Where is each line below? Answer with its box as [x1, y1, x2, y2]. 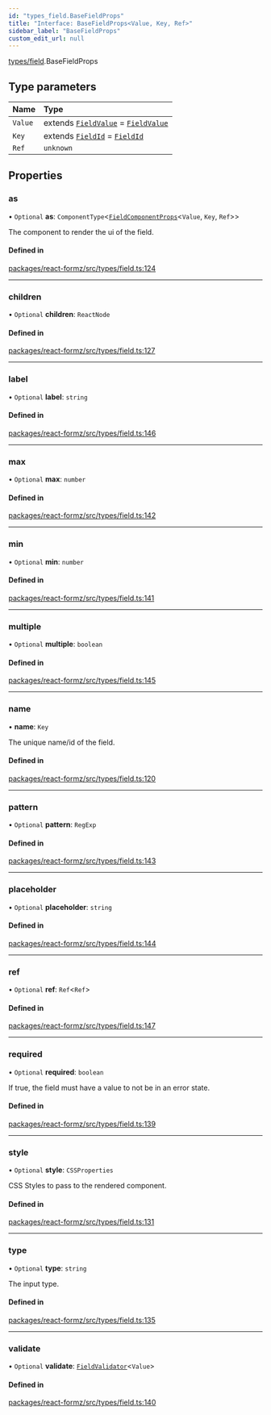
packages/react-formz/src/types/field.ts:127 [8, 346, 156, 356]
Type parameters [8, 80, 97, 94]
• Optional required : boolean [8, 1066, 104, 1077]
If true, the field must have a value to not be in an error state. [8, 1083, 211, 1092]
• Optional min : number [8, 557, 85, 566]
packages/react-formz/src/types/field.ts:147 [8, 1021, 156, 1031]
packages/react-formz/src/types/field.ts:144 [8, 938, 156, 948]
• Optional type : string [8, 1263, 87, 1273]
